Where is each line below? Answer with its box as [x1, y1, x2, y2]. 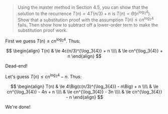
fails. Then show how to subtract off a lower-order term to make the [17, 22, 158, 28]
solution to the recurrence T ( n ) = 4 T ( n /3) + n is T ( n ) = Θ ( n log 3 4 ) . [17, 10, 151, 17]
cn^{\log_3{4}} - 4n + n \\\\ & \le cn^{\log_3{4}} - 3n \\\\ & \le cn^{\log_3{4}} [7, 88, 162, 95]
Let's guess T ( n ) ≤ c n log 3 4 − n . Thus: [5, 73, 82, 80]
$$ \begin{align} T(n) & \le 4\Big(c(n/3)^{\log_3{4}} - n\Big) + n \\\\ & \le [10, 83, 159, 89]
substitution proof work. [17, 27, 68, 33]
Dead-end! [5, 63, 28, 69]
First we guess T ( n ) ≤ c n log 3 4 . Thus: [5, 37, 80, 44]
